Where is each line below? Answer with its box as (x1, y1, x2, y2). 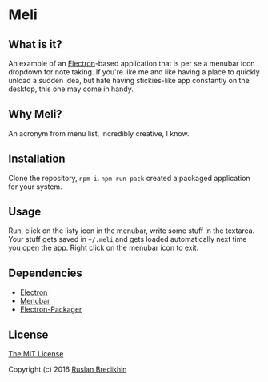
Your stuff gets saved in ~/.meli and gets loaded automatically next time (8, 235, 247, 244)
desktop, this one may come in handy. (8, 84, 134, 94)
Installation (8, 152, 66, 166)
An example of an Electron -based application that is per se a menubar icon (8, 58, 255, 68)
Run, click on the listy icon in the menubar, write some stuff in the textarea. (8, 226, 255, 235)
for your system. (8, 182, 62, 191)
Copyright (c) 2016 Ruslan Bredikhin (8, 364, 127, 374)
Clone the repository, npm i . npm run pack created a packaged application (8, 173, 250, 183)
